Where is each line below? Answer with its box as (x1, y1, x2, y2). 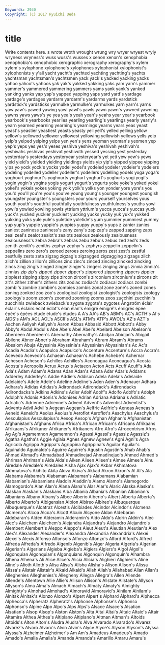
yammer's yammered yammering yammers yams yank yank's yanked (5, 86, 146, 92)
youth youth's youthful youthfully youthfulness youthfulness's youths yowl (5, 201, 156, 207)
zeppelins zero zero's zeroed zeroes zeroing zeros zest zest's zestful (5, 248, 145, 254)
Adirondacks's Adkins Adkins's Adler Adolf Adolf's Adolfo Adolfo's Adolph (5, 389, 156, 395)
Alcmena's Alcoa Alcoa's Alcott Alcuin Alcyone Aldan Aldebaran (5, 510, 135, 516)
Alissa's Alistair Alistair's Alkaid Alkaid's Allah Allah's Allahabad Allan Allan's (5, 567, 159, 573)
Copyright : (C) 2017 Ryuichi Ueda (5, 12, 76, 17)
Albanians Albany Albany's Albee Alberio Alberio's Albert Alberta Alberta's (5, 494, 156, 500)
